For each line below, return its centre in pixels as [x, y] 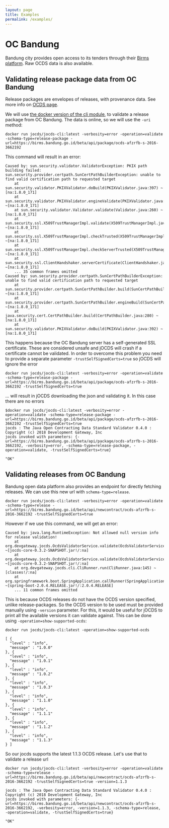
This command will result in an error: [43, 157]
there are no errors [25, 401]
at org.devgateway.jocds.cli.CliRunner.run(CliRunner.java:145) [83, 568]
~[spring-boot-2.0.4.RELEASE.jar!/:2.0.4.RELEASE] [59, 585]
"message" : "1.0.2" [31, 674]
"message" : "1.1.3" [31, 740]
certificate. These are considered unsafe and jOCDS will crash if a [73, 348]
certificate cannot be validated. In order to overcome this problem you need [83, 353]
